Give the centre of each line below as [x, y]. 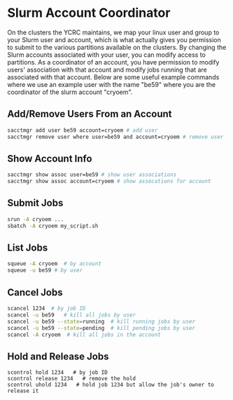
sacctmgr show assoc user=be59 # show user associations [92, 175]
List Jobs [28, 248]
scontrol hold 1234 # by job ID [58, 373]
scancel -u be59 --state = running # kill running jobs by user [101, 321]
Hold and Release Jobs [58, 356]
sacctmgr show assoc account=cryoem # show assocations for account [109, 181]
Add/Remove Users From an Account [90, 114]
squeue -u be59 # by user [45, 271]
